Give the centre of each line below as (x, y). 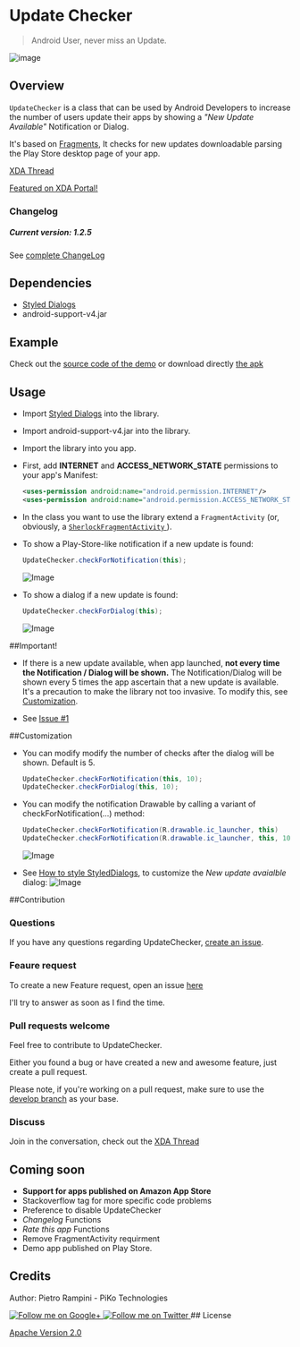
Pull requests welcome (60, 1026)
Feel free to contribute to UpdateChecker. (86, 1044)
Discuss (27, 1121)
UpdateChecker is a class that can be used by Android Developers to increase (150, 107)
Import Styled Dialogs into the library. (91, 413)
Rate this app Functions (66, 1229)
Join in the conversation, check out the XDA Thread (104, 1141)
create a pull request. (48, 1071)
